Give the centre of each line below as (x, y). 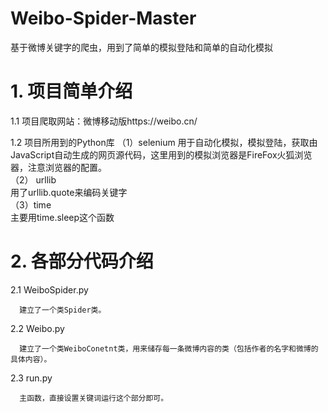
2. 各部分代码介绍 (82, 261)
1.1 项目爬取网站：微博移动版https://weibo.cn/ (104, 121)
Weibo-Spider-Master (103, 18)
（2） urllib (33, 179)
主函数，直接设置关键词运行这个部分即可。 (94, 398)
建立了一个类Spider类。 (63, 310)
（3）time (31, 204)
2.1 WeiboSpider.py (49, 289)
